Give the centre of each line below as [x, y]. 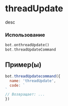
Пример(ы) [23, 65]
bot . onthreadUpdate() [27, 45]
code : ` [17, 85]
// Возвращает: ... [25, 94]
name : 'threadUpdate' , [33, 81]
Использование [25, 35]
